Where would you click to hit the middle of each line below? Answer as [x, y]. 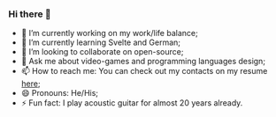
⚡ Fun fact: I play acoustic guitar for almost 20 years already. [132, 103]
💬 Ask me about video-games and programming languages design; [143, 62]
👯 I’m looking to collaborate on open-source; [102, 52]
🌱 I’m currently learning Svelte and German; [101, 42]
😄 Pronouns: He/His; [60, 93]
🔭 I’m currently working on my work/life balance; [109, 33]
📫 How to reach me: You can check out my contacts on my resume [144, 71]
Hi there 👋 [30, 14]
